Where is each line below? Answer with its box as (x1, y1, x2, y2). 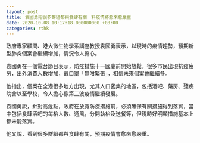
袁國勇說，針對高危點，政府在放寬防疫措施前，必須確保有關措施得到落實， (6, 102, 189, 110)
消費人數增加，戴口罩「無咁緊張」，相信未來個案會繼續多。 (26, 70, 171, 77)
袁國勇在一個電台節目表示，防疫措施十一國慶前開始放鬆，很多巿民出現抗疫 (6, 63, 189, 70)
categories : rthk (6, 25, 49, 32)
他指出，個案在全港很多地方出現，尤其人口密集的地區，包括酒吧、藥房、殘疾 (6, 83, 194, 90)
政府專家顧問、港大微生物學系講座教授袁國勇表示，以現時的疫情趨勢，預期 (6, 42, 189, 49)
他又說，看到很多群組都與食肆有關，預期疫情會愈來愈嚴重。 (6, 130, 152, 138)
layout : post (6, 8, 39, 15)
